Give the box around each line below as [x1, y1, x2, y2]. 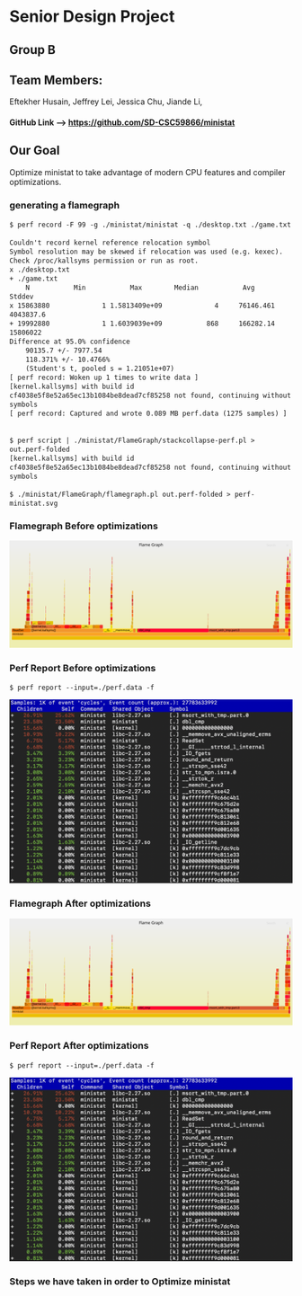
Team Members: [9, 72, 103, 87]
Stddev [9, 292, 34, 302]
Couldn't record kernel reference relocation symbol [9, 238, 211, 248]
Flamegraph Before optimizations [9, 519, 159, 532]
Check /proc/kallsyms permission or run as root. [9, 256, 200, 266]
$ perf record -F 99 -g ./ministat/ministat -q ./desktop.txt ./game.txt [9, 220, 292, 230]
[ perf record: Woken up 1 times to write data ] [9, 373, 200, 383]
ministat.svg [9, 499, 58, 509]
